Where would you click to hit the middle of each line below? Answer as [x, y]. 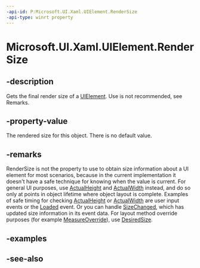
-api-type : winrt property [40, 17]
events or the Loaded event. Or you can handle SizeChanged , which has [95, 207]
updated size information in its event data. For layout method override [92, 214]
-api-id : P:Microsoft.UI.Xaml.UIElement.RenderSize [72, 12]
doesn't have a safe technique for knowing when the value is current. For [96, 182]
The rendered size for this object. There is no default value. [79, 136]
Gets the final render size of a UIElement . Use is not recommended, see [94, 96]
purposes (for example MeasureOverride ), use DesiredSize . [80, 220]
